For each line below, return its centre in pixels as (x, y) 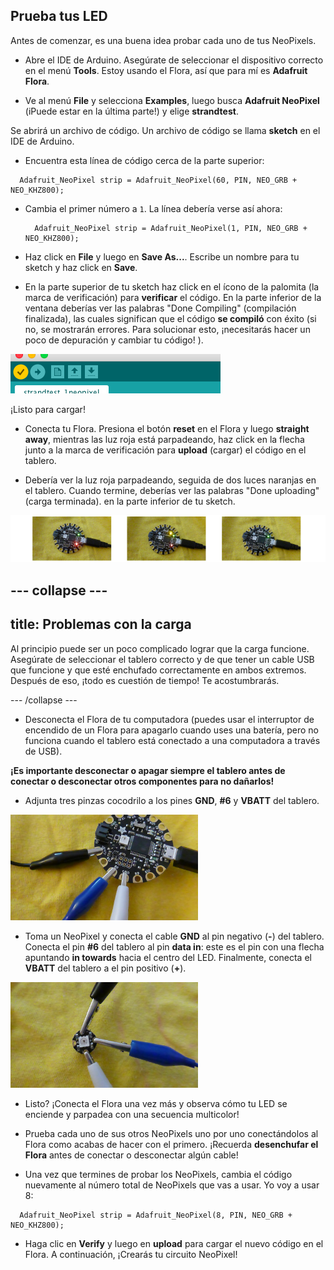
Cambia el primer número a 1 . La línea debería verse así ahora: (153, 208)
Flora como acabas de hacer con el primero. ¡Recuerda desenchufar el (171, 1144)
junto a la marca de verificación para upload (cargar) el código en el (165, 450)
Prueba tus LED (59, 16)
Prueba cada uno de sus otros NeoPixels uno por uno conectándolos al (171, 1133)
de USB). (43, 751)
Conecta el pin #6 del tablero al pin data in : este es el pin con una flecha (174, 946)
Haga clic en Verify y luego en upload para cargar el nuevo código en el (174, 1243)
